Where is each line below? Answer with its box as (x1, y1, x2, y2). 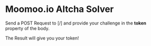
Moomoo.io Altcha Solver (5, 3, 114, 15)
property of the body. (5, 25, 50, 31)
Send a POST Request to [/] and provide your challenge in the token (5, 20, 146, 26)
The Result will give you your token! (5, 35, 79, 41)
